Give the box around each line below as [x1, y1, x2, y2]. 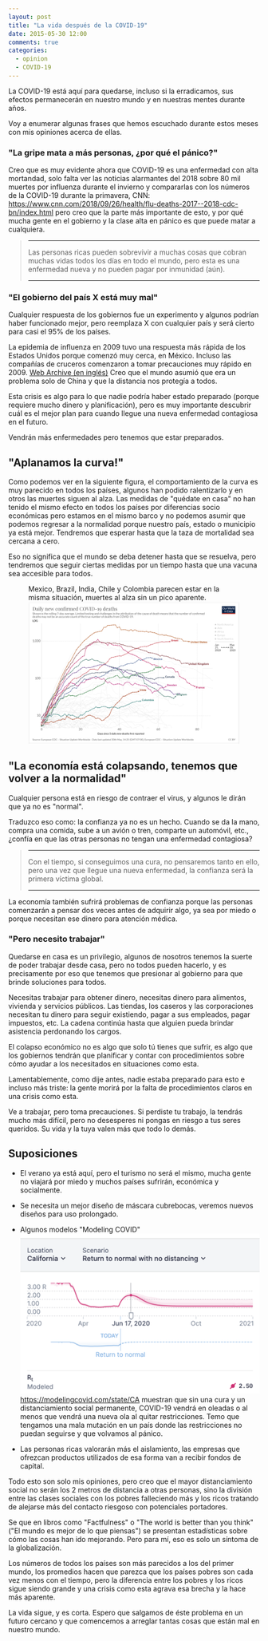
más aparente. [8, 1592, 56, 1602]
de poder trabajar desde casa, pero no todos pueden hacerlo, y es [8, 960, 227, 970]
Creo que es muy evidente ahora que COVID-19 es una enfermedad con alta [8, 165, 259, 175]
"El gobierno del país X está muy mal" [8, 292, 158, 303]
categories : [8, 46, 48, 55]
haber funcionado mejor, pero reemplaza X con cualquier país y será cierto [8, 318, 255, 328]
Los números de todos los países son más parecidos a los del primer [8, 1558, 235, 1568]
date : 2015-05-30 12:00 [8, 30, 88, 38]
